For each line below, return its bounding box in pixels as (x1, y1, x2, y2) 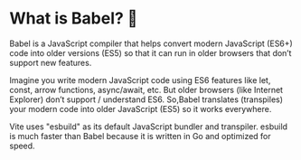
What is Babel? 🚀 (9, 8, 138, 29)
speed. (9, 140, 35, 151)
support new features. (9, 57, 92, 68)
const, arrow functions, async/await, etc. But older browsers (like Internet (9, 84, 283, 95)
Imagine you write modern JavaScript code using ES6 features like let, (9, 74, 271, 85)
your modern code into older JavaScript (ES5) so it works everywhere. (9, 103, 272, 114)
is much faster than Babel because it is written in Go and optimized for (9, 130, 271, 141)
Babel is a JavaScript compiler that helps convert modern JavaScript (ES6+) (9, 38, 294, 49)
